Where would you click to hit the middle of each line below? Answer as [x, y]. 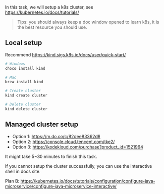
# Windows [15, 64]
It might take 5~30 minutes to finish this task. [51, 156]
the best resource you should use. [52, 27]
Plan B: [12, 181]
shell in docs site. [23, 171]
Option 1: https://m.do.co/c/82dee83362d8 [56, 136]
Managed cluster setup [42, 124]
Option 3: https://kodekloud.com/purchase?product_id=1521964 [78, 147]
